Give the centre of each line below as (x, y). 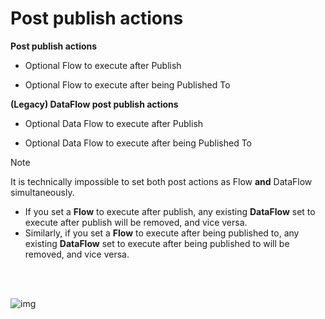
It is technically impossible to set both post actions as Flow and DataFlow (161, 181)
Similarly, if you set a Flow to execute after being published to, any (162, 233)
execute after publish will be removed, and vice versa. (136, 222)
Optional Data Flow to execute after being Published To (138, 143)
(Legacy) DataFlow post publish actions (94, 104)
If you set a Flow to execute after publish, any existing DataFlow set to (170, 211)
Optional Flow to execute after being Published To (127, 84)
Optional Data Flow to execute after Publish (114, 123)
